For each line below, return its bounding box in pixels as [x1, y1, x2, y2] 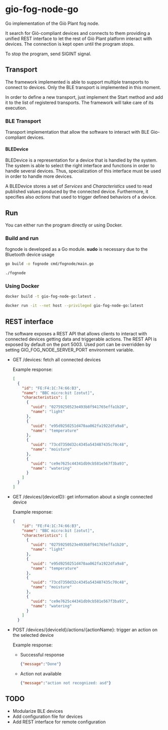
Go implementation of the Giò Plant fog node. [5, 20, 100, 26]
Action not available [20, 671, 62, 677]
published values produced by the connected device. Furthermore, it [5, 188, 148, 195]
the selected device [12, 632, 54, 638]
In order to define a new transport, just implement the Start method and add [5, 94, 163, 100]
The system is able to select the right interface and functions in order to [5, 163, 155, 169]
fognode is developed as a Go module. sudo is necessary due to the [5, 246, 148, 252]
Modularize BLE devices [12, 708, 63, 714]
